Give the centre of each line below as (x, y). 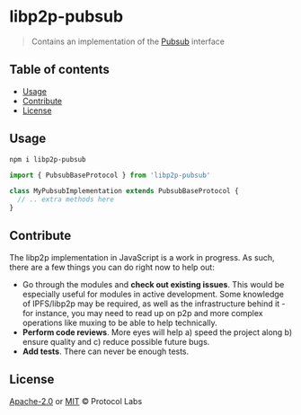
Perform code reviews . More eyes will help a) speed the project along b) (157, 332)
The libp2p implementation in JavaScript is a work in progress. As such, (142, 257)
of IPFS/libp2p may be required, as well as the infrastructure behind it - (154, 304)
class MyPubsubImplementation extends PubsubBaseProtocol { (124, 191)
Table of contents (59, 70)
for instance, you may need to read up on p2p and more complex (142, 313)
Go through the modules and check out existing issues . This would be (153, 284)
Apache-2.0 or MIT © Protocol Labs (76, 401)
